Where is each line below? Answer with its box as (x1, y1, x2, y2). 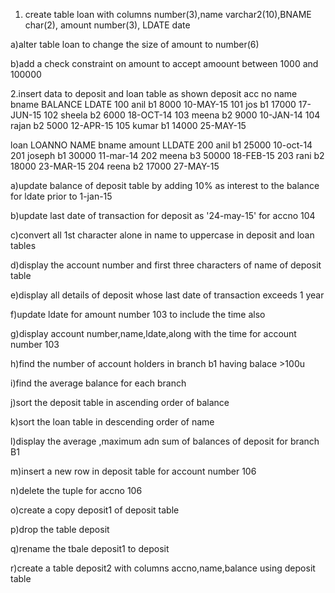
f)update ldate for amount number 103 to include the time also (10, 309, 266, 320)
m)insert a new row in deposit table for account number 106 (10, 465, 257, 477)
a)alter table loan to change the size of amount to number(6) (10, 39, 260, 50)
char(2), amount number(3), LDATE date (24, 19, 191, 31)
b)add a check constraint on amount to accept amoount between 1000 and (10, 58, 319, 69)
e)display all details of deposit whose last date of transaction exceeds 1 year (10, 289, 325, 301)
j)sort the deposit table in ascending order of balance (10, 397, 230, 408)
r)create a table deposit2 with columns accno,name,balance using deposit (10, 562, 316, 574)
